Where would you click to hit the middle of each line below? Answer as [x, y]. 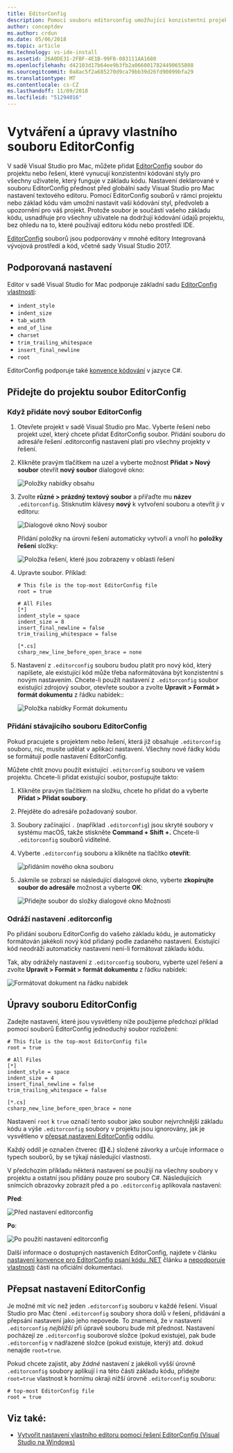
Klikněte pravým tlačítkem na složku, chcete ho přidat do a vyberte [113, 790]
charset [28, 335]
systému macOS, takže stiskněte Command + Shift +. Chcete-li [108, 832]
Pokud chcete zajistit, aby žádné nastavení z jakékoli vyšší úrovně [101, 1363]
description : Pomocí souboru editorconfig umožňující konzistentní [107, 20]
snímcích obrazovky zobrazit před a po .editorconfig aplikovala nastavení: [114, 1185]
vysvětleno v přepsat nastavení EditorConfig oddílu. [81, 1136]
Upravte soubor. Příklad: [52, 573]
